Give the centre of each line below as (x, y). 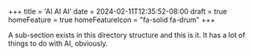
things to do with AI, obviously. (58, 43)
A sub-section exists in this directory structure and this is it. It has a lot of (127, 35)
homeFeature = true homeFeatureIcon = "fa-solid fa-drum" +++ (112, 20)
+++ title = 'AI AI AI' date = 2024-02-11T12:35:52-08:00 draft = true (117, 11)
